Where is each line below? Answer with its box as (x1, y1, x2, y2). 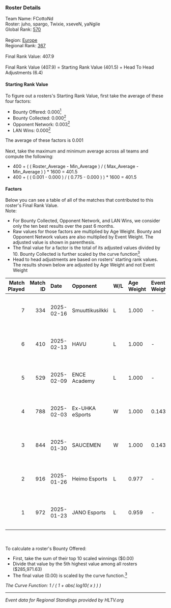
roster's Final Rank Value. (5, 202, 59, 208)
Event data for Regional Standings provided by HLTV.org (5, 597, 124, 603)
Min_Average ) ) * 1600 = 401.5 (12, 169, 78, 175)
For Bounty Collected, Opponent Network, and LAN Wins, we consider (12, 218, 160, 224)
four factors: (5, 98, 32, 104)
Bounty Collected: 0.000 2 (12, 114, 67, 121)
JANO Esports (72, 509, 106, 516)
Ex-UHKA (72, 405, 96, 412)
